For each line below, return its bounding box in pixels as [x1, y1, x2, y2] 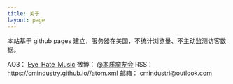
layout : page [7, 17, 45, 24]
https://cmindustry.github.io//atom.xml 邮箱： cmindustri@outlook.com [7, 69, 212, 77]
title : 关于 [7, 10, 40, 17]
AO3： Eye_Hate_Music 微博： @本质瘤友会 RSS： [7, 60, 154, 68]
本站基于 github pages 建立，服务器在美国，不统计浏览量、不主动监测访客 [7, 36, 220, 45]
